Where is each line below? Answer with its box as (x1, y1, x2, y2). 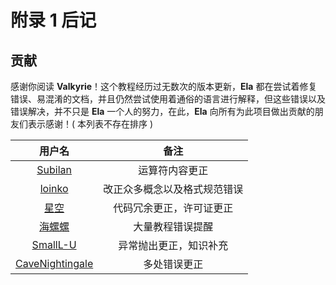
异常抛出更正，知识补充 (118, 239, 229, 252)
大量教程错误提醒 (133, 220, 214, 233)
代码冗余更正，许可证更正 (113, 201, 234, 215)
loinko (39, 182, 69, 195)
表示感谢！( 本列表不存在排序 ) (27, 118, 154, 130)
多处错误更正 (143, 257, 204, 271)
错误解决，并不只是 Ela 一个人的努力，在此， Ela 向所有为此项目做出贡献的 (10, 106, 315, 117)
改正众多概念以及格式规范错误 (103, 182, 244, 196)
